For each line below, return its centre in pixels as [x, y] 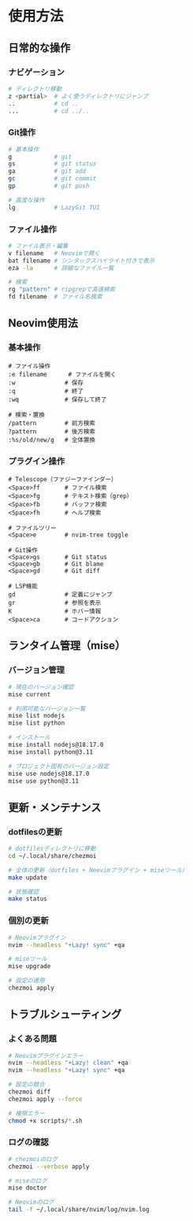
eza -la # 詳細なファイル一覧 [61, 268]
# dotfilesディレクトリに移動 [52, 849]
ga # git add [47, 171]
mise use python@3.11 [44, 781]
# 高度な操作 [26, 200]
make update [28, 878]
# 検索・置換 [26, 414]
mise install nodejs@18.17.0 [56, 745]
